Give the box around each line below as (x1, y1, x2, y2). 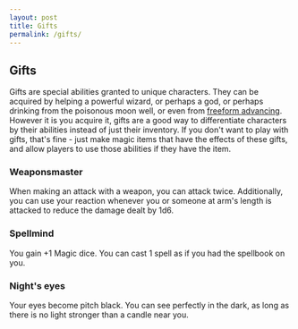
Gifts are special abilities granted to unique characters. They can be (9, 87, 260, 97)
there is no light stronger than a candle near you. (9, 309, 190, 320)
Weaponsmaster (9, 166, 83, 179)
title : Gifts (9, 21, 58, 30)
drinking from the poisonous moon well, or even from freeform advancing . (9, 105, 283, 116)
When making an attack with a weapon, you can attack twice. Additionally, (9, 186, 284, 197)
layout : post (9, 13, 58, 22)
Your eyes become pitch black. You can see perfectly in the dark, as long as (9, 300, 289, 311)
